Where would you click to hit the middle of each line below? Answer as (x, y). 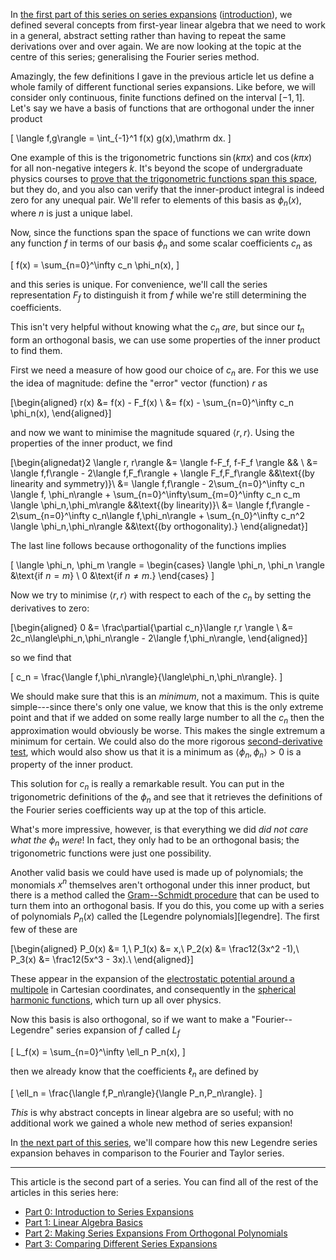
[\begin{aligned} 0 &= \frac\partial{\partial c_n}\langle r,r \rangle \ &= (152, 627)
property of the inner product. (72, 765)
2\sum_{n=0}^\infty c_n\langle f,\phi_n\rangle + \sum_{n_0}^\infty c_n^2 (158, 515)
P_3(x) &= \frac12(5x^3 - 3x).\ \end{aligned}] (102, 960)
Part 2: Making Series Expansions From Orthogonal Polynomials (156, 1233)
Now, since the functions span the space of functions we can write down (161, 232)
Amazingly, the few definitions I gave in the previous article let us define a (162, 76)
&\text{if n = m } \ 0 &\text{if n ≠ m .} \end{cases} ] (112, 575)
